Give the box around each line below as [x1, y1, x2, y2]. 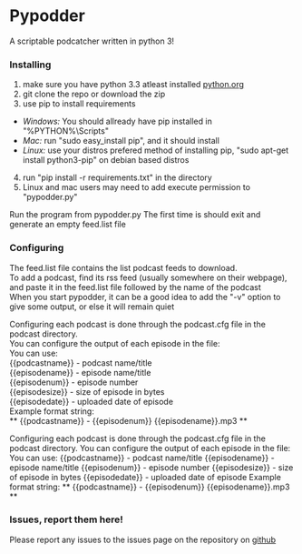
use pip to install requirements [22, 98, 136, 109]
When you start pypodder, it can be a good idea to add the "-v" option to [9, 291, 281, 302]
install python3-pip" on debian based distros [22, 155, 190, 166]
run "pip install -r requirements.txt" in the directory [22, 172, 213, 183]
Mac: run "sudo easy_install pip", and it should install [22, 136, 220, 146]
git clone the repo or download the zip [22, 88, 166, 100]
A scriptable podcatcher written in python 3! [9, 35, 175, 46]
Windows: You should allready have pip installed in [22, 116, 213, 127]
